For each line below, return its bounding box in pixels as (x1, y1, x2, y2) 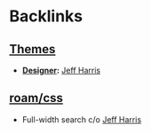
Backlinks (9, 6, 83, 27)
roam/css (9, 90, 64, 106)
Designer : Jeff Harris (21, 65, 100, 75)
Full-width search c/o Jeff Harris (21, 113, 142, 125)
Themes (9, 42, 56, 57)
